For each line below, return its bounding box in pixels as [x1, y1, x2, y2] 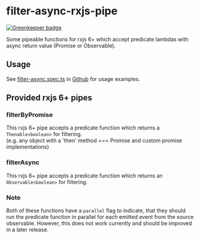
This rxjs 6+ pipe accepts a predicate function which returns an [6, 172, 163, 179]
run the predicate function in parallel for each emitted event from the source [6, 213, 194, 221]
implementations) [6, 143, 50, 150]
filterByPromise [6, 111, 53, 119]
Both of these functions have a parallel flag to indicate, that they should [6, 207, 186, 214]
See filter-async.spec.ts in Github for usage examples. [6, 75, 141, 82]
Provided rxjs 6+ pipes [6, 93, 93, 103]
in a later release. [6, 226, 49, 233]
